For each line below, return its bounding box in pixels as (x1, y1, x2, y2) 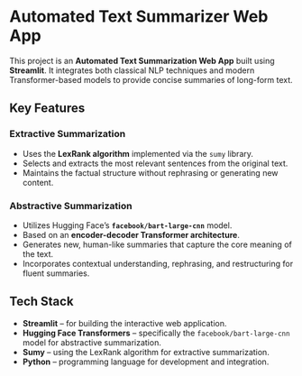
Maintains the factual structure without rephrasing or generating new (22, 167, 279, 178)
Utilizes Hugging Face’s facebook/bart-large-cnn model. (22, 219, 233, 231)
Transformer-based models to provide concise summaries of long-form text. (9, 74, 293, 85)
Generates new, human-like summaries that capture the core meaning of (22, 239, 293, 250)
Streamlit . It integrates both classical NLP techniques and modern (9, 65, 255, 76)
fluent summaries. (22, 268, 90, 279)
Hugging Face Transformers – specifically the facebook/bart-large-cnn (22, 327, 290, 338)
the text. (22, 248, 54, 259)
